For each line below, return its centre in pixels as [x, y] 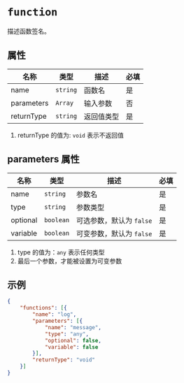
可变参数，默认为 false [114, 233]
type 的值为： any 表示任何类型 [61, 252]
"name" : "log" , [55, 315]
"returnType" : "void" [64, 360]
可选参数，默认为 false [114, 220]
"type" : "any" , [67, 334]
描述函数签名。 [29, 31]
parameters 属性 [44, 159]
